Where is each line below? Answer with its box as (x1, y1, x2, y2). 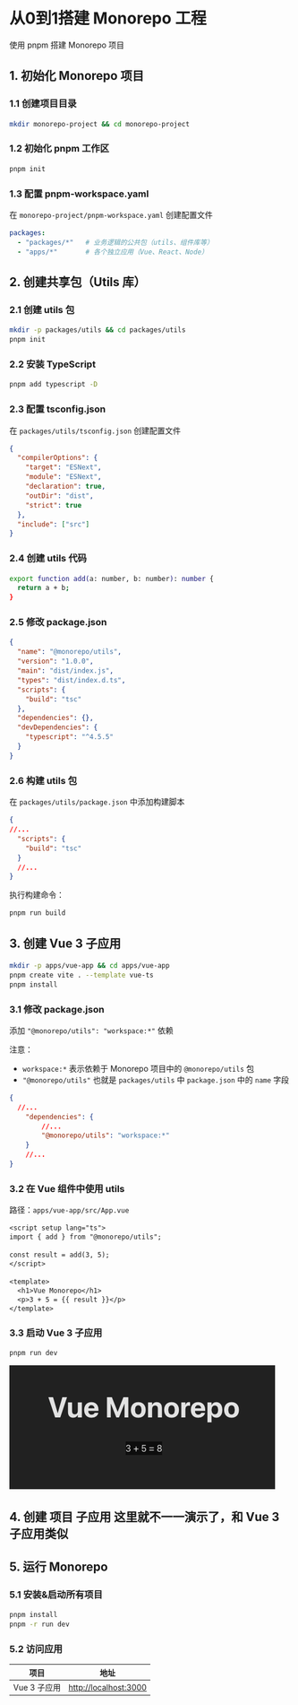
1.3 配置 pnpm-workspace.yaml (9, 187, 149, 200)
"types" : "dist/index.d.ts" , (17, 675, 126, 684)
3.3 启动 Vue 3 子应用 (9, 1327, 103, 1339)
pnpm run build (9, 909, 66, 918)
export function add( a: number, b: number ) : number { (9, 574, 215, 583)
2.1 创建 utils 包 (9, 303, 75, 316)
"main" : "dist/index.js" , (17, 666, 115, 675)
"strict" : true (25, 500, 82, 509)
